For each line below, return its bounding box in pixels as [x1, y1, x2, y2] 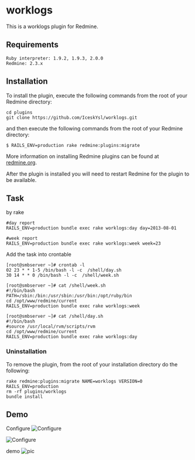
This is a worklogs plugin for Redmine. [6, 23, 98, 30]
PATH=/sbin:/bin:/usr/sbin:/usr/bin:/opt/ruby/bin [6, 293, 132, 299]
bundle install [6, 393, 43, 400]
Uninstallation [6, 348, 47, 356]
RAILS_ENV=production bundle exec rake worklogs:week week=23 [6, 241, 161, 246]
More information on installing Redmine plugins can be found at [6, 153, 159, 160]
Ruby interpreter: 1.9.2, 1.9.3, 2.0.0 [6, 55, 104, 61]
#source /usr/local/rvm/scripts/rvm [6, 324, 95, 329]
